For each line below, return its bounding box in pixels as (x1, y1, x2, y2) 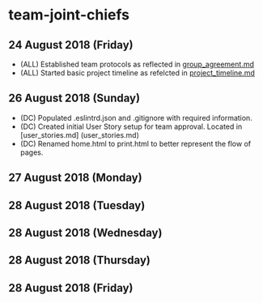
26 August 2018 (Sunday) (8, 92, 140, 105)
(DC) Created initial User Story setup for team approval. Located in (19, 122, 243, 131)
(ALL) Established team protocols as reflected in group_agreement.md (19, 59, 255, 69)
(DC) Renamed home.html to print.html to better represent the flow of (19, 139, 252, 148)
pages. (19, 147, 44, 157)
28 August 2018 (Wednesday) (8, 225, 163, 240)
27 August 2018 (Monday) (8, 171, 143, 185)
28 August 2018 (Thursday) (8, 254, 151, 267)
